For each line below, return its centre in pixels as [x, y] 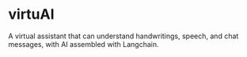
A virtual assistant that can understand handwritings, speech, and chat [123, 36]
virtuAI [31, 14]
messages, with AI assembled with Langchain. [84, 44]
